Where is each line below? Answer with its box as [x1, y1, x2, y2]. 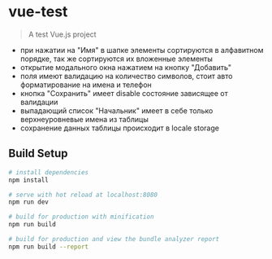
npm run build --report [8, 243, 89, 251]
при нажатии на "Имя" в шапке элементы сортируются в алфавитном [19, 45, 264, 55]
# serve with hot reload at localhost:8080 [8, 191, 158, 199]
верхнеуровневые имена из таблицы [19, 114, 149, 124]
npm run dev [8, 198, 49, 206]
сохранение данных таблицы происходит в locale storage [19, 123, 219, 133]
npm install [8, 176, 49, 184]
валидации [19, 97, 58, 107]
